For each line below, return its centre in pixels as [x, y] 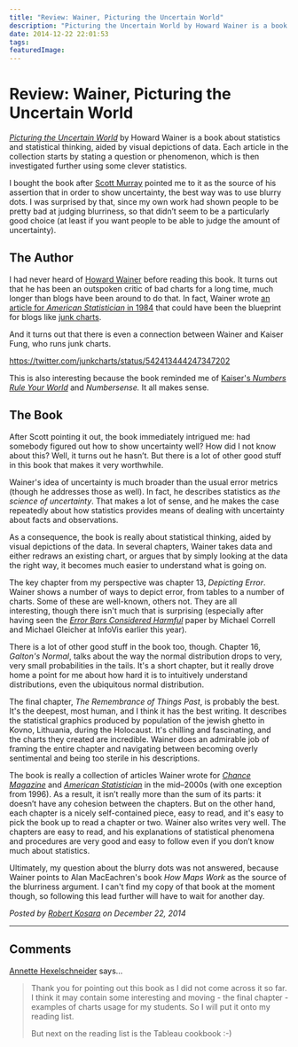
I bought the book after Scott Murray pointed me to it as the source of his [143, 184]
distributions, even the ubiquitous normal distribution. [107, 684]
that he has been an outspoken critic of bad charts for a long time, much [141, 288]
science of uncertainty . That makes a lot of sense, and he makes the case [144, 501]
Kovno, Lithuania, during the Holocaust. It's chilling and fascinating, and [141, 730]
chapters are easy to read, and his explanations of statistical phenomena [142, 832]
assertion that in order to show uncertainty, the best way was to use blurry [145, 192]
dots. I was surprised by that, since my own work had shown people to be [144, 202]
